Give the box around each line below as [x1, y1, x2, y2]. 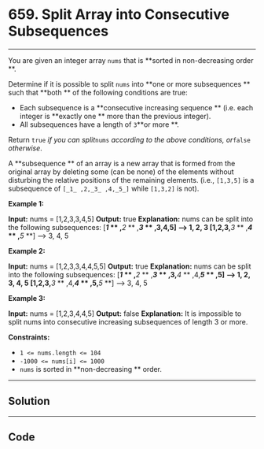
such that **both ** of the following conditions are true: [8, 87, 188, 97]
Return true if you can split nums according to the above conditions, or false [8, 135, 251, 144]
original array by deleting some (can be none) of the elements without [8, 167, 234, 176]
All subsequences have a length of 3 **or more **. [19, 120, 179, 129]
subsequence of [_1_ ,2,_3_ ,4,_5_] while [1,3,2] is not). [8, 184, 200, 193]
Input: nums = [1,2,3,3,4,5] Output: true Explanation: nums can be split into [8, 214, 254, 224]
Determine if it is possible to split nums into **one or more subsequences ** [8, 79, 251, 88]
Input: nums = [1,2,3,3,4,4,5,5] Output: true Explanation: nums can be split [8, 262, 251, 271]
